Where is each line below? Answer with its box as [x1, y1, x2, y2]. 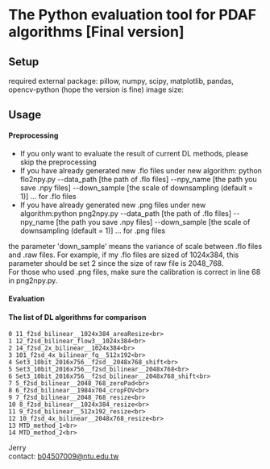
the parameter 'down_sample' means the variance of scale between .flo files [8, 241, 263, 251]
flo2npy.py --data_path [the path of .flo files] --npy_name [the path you [19, 174, 258, 184]
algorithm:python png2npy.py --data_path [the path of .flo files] [19, 208, 232, 218]
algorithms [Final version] [8, 23, 185, 41]
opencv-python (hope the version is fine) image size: [8, 85, 184, 94]
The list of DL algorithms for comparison [8, 312, 147, 322]
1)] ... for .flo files [19, 191, 77, 201]
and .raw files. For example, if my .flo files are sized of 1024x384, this [8, 250, 239, 259]
